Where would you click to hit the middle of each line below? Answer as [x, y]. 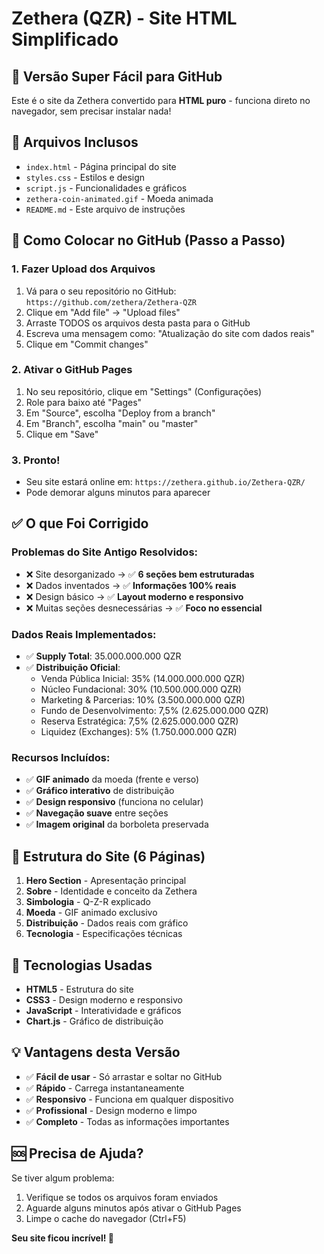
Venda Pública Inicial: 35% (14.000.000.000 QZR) [143, 679]
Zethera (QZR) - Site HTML [124, 18]
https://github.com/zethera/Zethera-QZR [111, 302]
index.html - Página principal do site [101, 166]
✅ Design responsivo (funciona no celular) [114, 802]
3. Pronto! [36, 460]
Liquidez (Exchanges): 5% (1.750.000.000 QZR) [139, 732]
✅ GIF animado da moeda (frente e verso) [112, 779]
